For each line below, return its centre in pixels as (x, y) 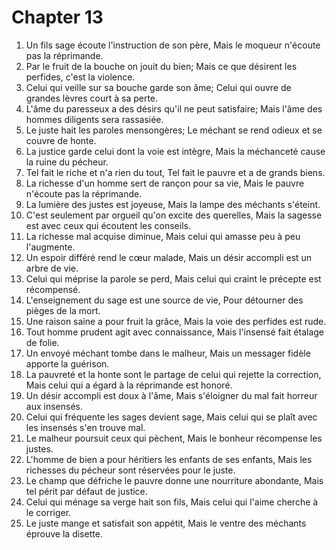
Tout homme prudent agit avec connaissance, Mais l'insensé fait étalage (175, 332)
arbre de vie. (52, 268)
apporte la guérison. (67, 363)
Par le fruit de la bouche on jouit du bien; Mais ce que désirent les (161, 66)
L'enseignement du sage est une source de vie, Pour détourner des (164, 300)
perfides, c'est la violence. (80, 77)
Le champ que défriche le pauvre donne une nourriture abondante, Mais (174, 480)
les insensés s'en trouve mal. (85, 427)
